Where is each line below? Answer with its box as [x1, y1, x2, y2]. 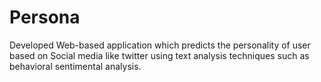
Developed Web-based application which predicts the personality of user [9, 39, 311, 51]
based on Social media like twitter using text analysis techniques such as [9, 49, 310, 61]
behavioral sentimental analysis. [9, 60, 142, 72]
